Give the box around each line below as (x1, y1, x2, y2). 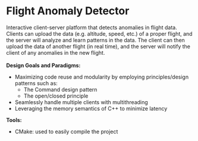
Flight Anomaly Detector (6, 4, 130, 18)
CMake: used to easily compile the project (14, 128, 118, 135)
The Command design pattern (23, 86, 98, 93)
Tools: (6, 116, 22, 123)
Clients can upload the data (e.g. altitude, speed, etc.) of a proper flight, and (6, 30, 193, 37)
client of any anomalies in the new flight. (6, 49, 105, 56)
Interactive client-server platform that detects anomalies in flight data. (6, 24, 177, 31)
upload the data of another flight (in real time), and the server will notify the (6, 43, 190, 50)
